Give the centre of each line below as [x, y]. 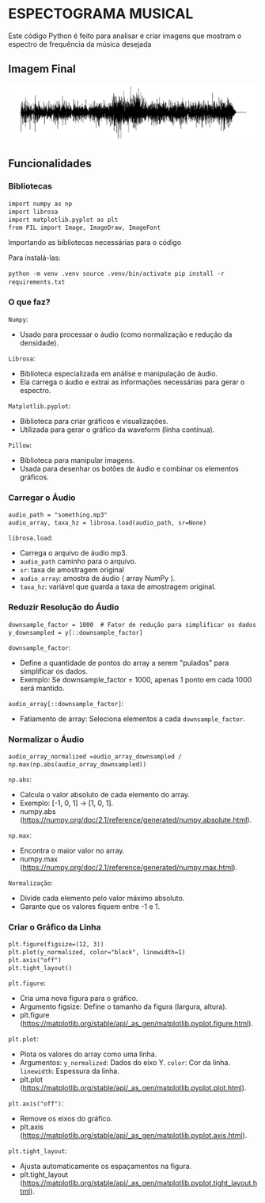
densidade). [39, 343]
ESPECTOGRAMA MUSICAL [101, 14]
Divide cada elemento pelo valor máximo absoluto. [102, 898]
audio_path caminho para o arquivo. [78, 561]
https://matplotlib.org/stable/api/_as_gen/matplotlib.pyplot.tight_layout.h [140, 1183]
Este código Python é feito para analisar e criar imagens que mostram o [125, 36]
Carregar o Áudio [42, 498]
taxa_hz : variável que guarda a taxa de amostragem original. [117, 586]
